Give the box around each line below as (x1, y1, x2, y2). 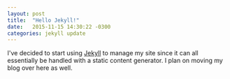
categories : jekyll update (7, 29, 86, 37)
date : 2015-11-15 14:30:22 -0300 (7, 23, 111, 30)
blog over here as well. (7, 64, 73, 72)
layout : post (7, 10, 45, 17)
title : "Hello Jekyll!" (7, 17, 80, 24)
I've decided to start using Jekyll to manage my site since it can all (7, 49, 199, 57)
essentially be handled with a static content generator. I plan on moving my (7, 57, 224, 65)
